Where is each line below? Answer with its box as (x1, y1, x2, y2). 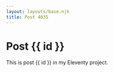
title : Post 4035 (6, 14, 49, 20)
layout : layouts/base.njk (6, 8, 69, 15)
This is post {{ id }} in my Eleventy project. (6, 59, 109, 66)
